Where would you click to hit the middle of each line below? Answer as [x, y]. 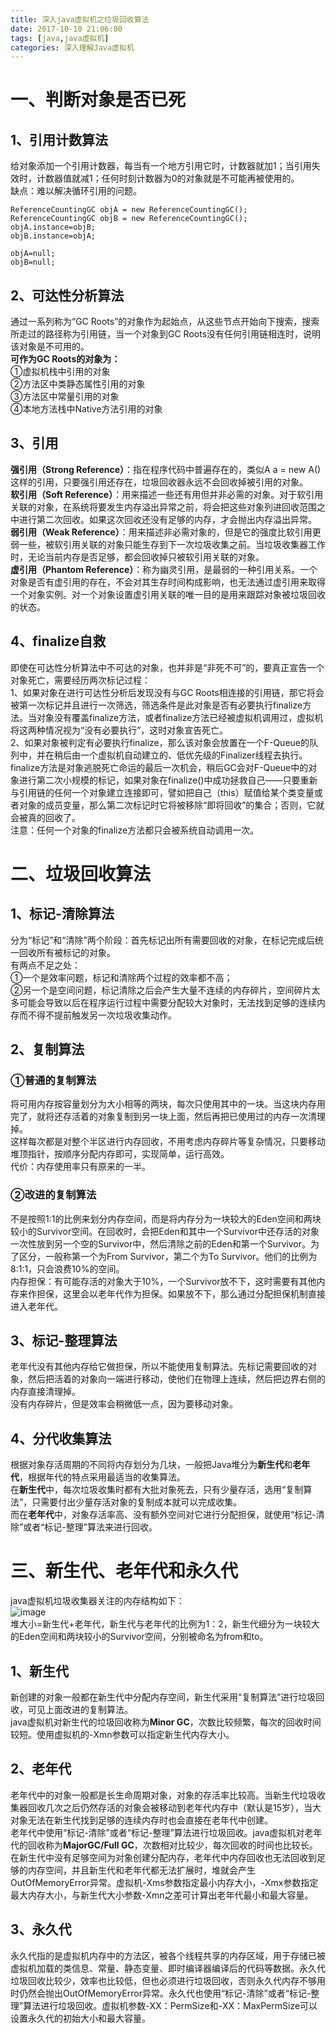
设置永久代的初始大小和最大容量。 [80, 2018]
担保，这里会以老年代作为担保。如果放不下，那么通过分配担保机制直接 [181, 1293]
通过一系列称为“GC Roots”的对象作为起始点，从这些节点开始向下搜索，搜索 [165, 322]
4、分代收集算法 [61, 1438]
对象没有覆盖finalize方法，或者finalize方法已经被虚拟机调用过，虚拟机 [180, 717]
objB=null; [33, 262]
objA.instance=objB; [53, 227]
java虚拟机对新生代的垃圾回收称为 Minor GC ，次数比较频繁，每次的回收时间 [166, 1722]
